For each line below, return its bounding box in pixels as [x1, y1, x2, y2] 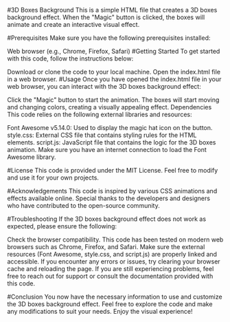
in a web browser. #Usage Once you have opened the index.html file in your [7, 75, 222, 83]
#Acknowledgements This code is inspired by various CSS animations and [7, 187, 218, 195]
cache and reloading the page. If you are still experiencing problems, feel [7, 265, 214, 272]
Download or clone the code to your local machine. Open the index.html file [7, 68, 221, 76]
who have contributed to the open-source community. [7, 202, 160, 209]
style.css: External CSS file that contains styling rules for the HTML [7, 131, 197, 139]
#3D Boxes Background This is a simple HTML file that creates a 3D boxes [7, 6, 218, 14]
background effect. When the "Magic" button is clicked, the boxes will [7, 13, 205, 21]
